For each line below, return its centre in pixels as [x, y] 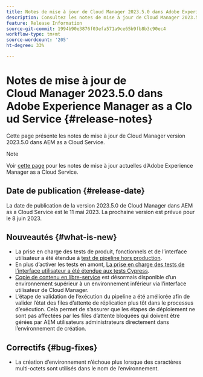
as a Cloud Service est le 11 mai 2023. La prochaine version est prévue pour [101, 212]
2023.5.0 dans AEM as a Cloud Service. [56, 142]
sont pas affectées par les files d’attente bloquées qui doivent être [97, 316]
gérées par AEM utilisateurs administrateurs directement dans [92, 322]
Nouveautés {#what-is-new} [62, 237]
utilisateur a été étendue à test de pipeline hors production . [89, 258]
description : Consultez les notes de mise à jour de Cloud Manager [93, 17]
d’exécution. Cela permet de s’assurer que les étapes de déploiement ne [105, 309]
